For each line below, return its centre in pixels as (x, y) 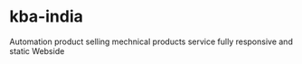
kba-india (47, 17)
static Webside (37, 50)
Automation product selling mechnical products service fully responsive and (151, 41)
